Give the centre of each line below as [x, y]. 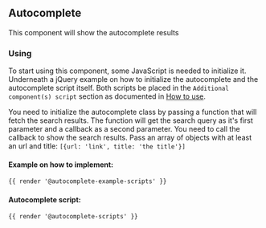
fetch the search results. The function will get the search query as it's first [131, 120]
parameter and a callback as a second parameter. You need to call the [124, 129]
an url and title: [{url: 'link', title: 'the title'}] [97, 146]
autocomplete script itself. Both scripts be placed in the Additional [119, 88]
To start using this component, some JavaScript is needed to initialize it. [127, 71]
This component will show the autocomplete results [94, 32]
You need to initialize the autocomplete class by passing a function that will [133, 112]
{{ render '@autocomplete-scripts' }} [73, 217]
